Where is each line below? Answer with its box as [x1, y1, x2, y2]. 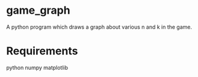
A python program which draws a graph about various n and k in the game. [6, 23, 193, 30]
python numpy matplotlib [6, 64, 68, 71]
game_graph [6, 4, 70, 17]
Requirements [6, 44, 78, 58]
